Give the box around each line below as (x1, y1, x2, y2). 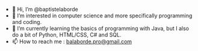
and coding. (11, 19, 42, 25)
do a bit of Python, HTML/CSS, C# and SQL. (11, 31, 122, 38)
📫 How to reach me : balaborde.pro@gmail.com (11, 38, 132, 45)
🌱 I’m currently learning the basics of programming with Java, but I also (11, 25, 190, 32)
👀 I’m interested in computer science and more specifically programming (11, 12, 193, 19)
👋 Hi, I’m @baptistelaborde (11, 6, 78, 13)
